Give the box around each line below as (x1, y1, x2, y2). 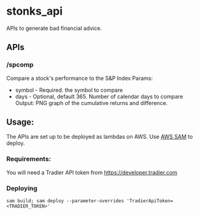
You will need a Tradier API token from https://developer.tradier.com (6, 169, 178, 176)
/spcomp (6, 60, 34, 69)
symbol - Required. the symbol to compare (15, 86, 123, 93)
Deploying (6, 184, 38, 192)
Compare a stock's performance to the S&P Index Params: (6, 75, 153, 82)
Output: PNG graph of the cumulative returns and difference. (15, 99, 168, 106)
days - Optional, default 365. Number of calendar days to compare (15, 93, 183, 100)
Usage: (6, 117, 35, 128)
